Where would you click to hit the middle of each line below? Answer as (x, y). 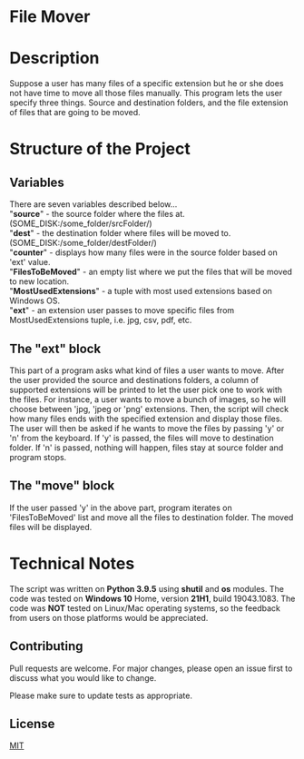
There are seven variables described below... (93, 204)
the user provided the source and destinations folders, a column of (134, 379)
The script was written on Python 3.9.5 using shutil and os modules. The (147, 588)
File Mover (50, 17)
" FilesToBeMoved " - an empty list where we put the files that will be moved (151, 272)
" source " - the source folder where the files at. (98, 214)
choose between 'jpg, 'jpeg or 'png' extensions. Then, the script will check (149, 409)
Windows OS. (35, 301)
